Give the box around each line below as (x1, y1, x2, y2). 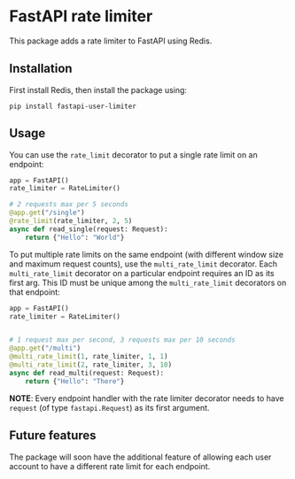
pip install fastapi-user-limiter (9, 102, 137, 111)
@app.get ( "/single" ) (9, 208, 86, 218)
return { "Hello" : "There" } (25, 376, 125, 386)
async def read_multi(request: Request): (9, 368, 165, 377)
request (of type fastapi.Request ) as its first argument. (9, 402, 210, 413)
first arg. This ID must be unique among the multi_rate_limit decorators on (9, 277, 287, 288)
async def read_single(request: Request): (9, 224, 168, 234)
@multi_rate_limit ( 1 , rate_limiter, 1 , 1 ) (9, 352, 168, 361)
